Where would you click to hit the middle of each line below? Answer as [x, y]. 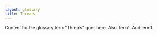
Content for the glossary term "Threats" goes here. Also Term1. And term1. [79, 27]
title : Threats [20, 14]
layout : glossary [23, 9]
